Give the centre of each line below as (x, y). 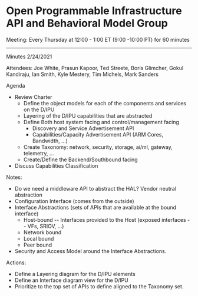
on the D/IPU (39, 109)
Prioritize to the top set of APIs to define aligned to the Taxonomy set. (99, 286)
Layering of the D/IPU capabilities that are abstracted (88, 115)
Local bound (39, 238)
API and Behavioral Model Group (87, 23)
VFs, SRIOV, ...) (46, 226)
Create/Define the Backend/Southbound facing (80, 159)
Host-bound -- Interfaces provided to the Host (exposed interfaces (105, 219)
